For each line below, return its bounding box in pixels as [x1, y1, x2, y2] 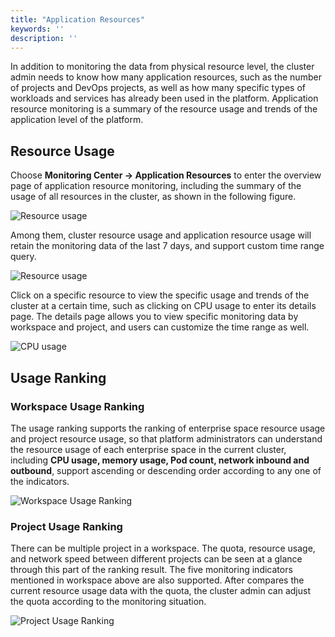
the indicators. [10, 475, 70, 487]
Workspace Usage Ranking [10, 399, 145, 413]
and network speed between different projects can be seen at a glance [10, 553, 303, 565]
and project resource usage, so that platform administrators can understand [10, 432, 323, 445]
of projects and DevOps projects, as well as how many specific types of [10, 82, 306, 94]
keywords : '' [10, 24, 65, 34]
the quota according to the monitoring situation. [10, 596, 207, 608]
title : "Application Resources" [10, 14, 145, 25]
